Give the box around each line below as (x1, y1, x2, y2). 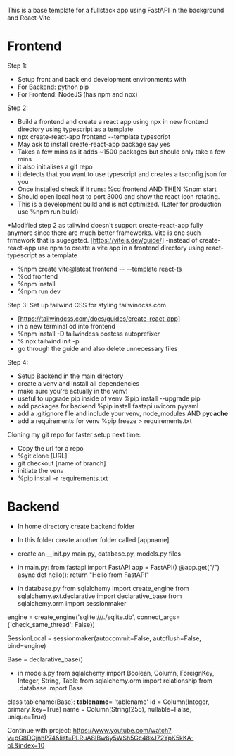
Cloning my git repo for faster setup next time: (7, 430, 141, 439)
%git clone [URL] (17, 451, 68, 460)
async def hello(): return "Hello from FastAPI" (17, 571, 150, 579)
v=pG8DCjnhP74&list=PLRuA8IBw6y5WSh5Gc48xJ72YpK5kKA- (7, 733, 194, 742)
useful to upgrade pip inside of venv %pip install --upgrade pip (17, 394, 201, 403)
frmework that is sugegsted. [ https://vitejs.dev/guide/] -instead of (7, 236, 198, 244)
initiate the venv (17, 466, 64, 475)
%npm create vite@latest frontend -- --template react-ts (17, 264, 182, 273)
